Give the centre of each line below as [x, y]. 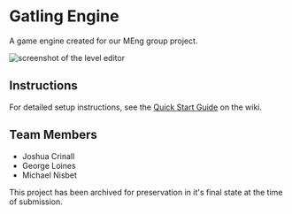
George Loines [49, 165]
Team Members [53, 135]
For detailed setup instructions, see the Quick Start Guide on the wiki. [136, 107]
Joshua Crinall [48, 156]
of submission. [36, 202]
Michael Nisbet [50, 175]
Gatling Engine [64, 16]
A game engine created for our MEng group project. [104, 41]
